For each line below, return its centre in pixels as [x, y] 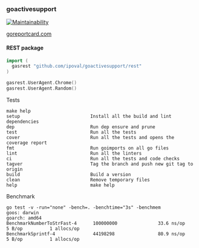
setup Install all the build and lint [89, 116]
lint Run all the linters [74, 153]
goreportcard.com [29, 34]
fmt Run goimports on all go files [88, 148]
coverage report [27, 143]
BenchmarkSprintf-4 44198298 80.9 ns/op [96, 234]
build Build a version [69, 174]
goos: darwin [23, 213]
